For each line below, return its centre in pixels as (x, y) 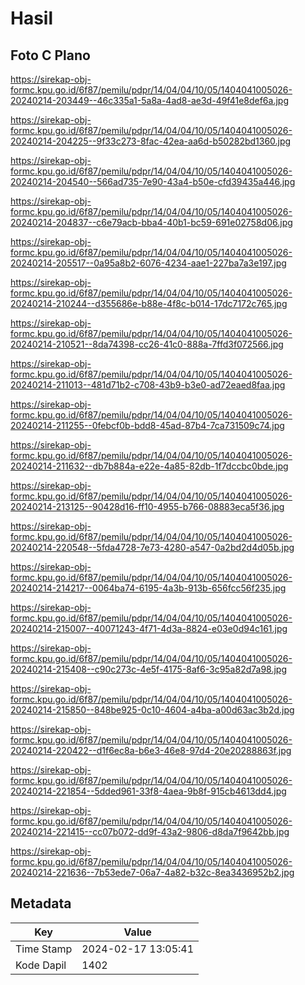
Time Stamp (44, 949)
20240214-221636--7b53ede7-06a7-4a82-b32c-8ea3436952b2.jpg (152, 872)
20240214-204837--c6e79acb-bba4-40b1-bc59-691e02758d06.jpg (151, 222)
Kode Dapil (41, 965)
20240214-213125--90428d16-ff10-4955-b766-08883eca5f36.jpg (147, 506)
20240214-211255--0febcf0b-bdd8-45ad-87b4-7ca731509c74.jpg (147, 425)
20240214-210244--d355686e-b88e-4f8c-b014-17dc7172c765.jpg (149, 303)
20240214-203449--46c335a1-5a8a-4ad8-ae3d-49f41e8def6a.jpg (149, 100)
